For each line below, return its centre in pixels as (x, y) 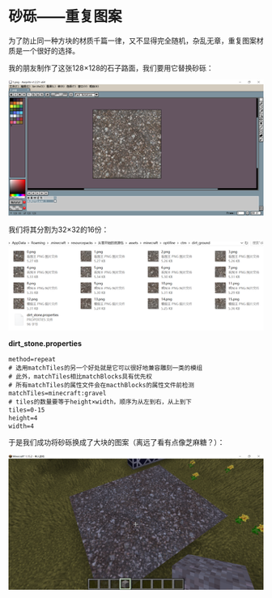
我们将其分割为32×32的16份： (59, 229)
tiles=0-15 (27, 410)
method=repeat (32, 360)
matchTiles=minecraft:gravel (57, 394)
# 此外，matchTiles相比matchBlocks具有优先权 (80, 377)
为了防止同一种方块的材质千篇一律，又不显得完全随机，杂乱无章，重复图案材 (136, 41)
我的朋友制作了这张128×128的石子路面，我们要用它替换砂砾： (111, 68)
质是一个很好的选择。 (44, 50)
